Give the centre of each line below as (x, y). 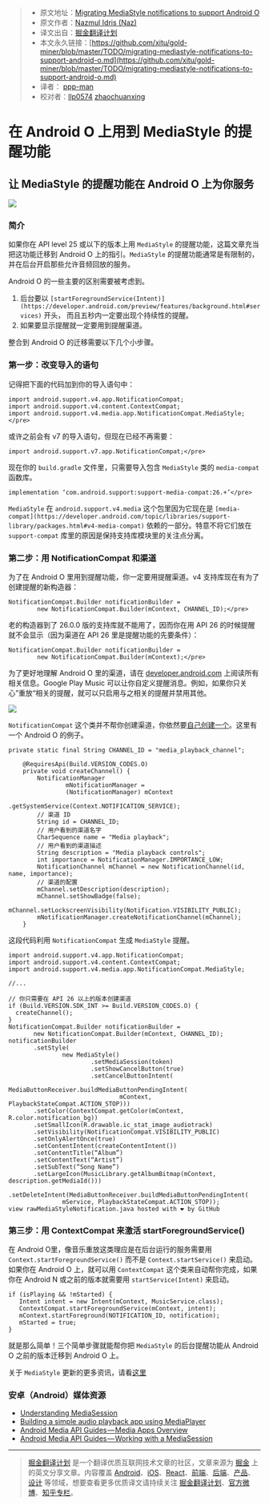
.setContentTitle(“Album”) (78, 1153)
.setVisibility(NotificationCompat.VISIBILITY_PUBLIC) (126, 1132)
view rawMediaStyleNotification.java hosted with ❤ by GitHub (114, 1209)
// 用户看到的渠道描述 (69, 845)
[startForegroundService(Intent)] (108, 299)
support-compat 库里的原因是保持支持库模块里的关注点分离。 (108, 535)
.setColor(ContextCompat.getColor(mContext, (108, 1111)
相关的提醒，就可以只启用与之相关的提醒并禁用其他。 (123, 692)
